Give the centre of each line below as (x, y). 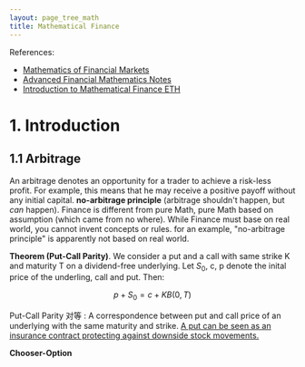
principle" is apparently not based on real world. (99, 238)
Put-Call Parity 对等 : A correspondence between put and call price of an (145, 316)
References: (32, 52)
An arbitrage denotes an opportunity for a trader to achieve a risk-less (141, 180)
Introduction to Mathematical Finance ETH (102, 89)
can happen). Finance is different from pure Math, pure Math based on (142, 209)
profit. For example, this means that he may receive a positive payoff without (152, 190)
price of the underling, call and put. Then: (87, 277)
